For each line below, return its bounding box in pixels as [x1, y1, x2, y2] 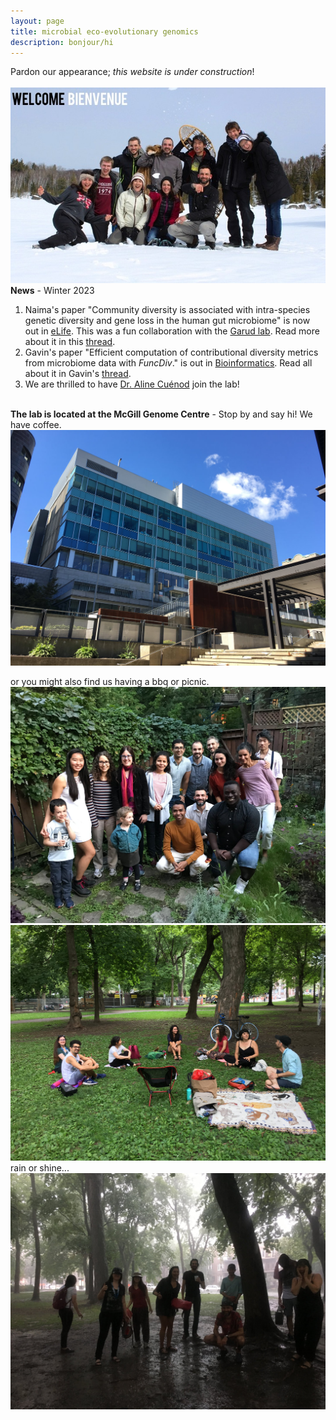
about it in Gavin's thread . [24, 367, 132, 379]
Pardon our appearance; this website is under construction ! [10, 66, 255, 78]
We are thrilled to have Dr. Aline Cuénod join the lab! [24, 378, 240, 390]
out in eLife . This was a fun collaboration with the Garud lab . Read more [24, 325, 320, 337]
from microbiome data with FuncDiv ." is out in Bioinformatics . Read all [24, 356, 313, 369]
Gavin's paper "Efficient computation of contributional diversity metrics [24, 346, 319, 358]
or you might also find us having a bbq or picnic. [10, 676, 210, 688]
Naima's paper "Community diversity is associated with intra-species [24, 303, 311, 315]
